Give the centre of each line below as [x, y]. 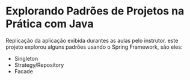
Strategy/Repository [39, 65]
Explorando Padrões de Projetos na [95, 11]
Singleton [26, 58]
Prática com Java [50, 24]
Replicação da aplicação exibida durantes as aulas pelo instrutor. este [92, 40]
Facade [24, 71]
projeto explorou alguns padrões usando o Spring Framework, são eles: [94, 47]
